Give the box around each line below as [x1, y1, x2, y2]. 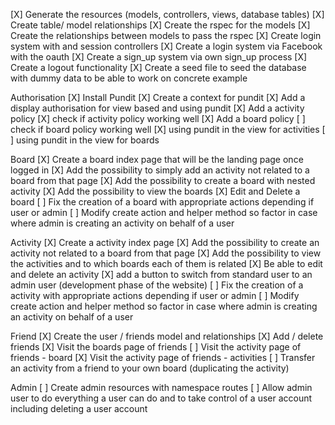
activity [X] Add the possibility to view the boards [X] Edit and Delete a [10, 185, 301, 197]
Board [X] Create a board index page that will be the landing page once [10, 154, 304, 165]
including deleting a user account [10, 403, 148, 414]
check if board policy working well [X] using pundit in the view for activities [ [10, 124, 326, 135]
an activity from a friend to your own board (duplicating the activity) [10, 362, 290, 374]
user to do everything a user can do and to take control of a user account [10, 392, 313, 404]
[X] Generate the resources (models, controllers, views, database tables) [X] [10, 9, 325, 20]
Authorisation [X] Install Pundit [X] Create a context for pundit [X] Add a [10, 92, 306, 103]
